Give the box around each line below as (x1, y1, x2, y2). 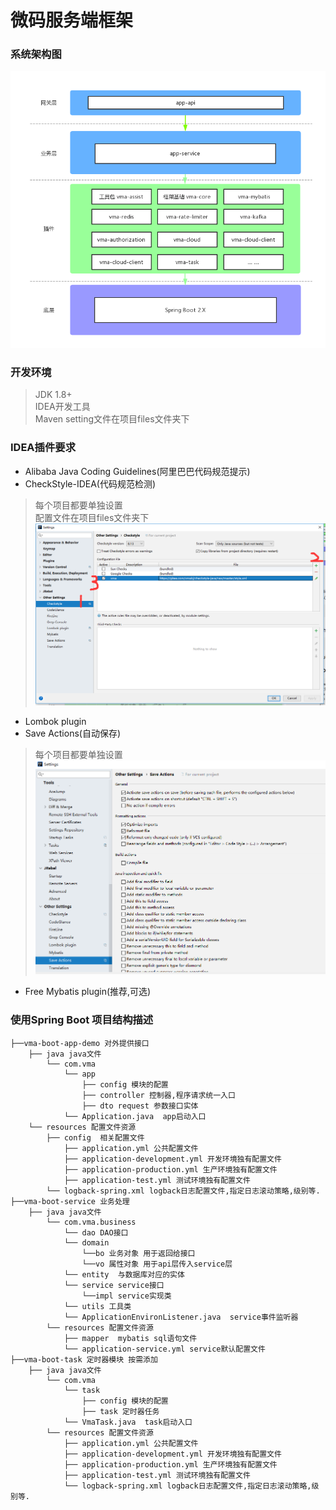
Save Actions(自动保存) (24, 727, 122, 740)
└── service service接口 (63, 1280, 165, 1290)
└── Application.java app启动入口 (63, 1111, 207, 1121)
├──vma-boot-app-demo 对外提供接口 (10, 1038, 150, 1048)
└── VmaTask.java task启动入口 (63, 1417, 193, 1427)
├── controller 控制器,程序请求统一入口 (81, 1090, 236, 1100)
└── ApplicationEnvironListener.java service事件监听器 (63, 1312, 299, 1322)
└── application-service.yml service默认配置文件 (63, 1344, 266, 1354)
